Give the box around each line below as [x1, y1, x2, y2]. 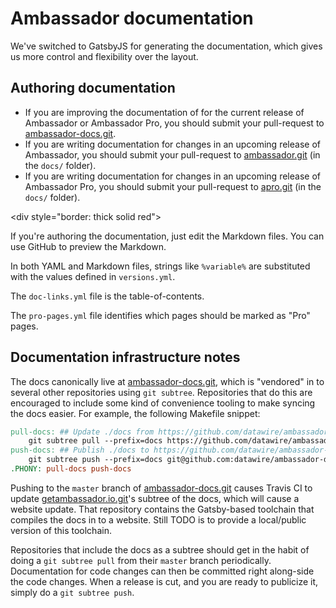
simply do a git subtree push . [10, 586, 135, 598]
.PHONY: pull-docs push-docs [10, 464, 132, 474]
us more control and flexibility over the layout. [10, 50, 199, 62]
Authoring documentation [10, 80, 176, 97]
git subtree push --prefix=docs [28, 455, 163, 465]
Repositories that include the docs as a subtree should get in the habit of [10, 543, 310, 556]
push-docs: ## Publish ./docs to [10, 445, 150, 456]
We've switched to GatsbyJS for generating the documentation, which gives [10, 40, 323, 52]
